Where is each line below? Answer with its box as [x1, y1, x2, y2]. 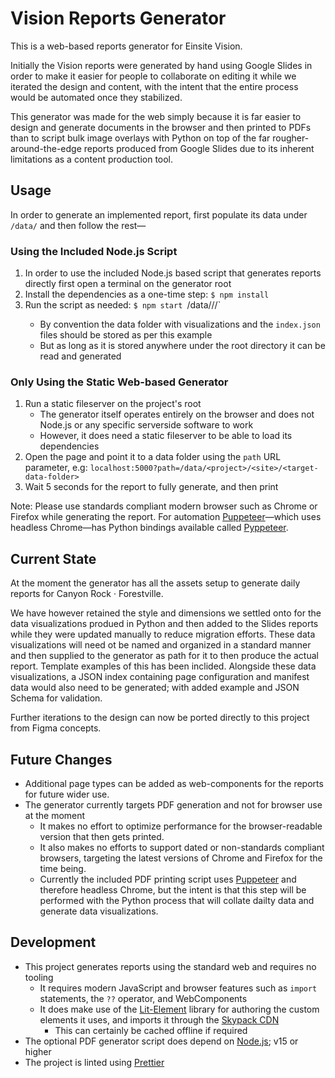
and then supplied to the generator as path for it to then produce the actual [10, 650, 319, 662]
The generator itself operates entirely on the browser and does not [39, 408, 315, 421]
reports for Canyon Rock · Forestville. [10, 588, 164, 600]
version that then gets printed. [39, 830, 165, 842]
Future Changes [10, 751, 113, 768]
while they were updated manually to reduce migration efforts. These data [10, 628, 316, 641]
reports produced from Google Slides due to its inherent [83, 142, 315, 154]
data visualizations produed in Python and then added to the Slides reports [10, 618, 319, 630]
